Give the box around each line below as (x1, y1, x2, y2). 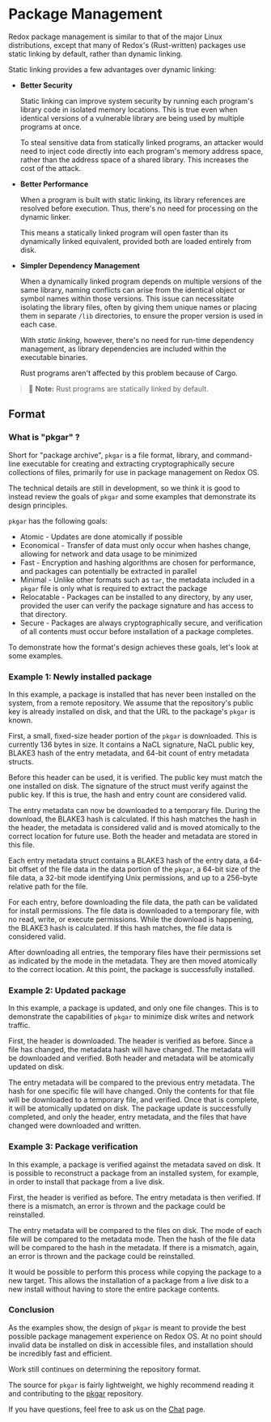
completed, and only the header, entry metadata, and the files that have (8, 1112, 248, 1122)
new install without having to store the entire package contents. (8, 1284, 220, 1294)
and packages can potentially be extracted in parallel (19, 566, 197, 576)
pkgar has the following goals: (8, 516, 108, 525)
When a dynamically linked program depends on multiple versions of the (19, 276, 262, 286)
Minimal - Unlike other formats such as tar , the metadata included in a (19, 575, 255, 585)
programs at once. (19, 122, 83, 131)
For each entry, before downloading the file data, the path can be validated (8, 897, 258, 906)
